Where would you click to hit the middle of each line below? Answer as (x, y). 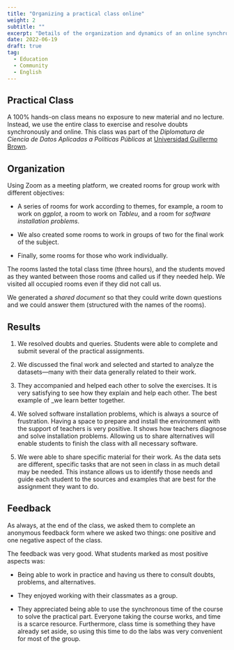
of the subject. (38, 242)
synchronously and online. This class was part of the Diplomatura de (106, 132)
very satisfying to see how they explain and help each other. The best (117, 393)
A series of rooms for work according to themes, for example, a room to (120, 206)
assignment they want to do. (58, 486)
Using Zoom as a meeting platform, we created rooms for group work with (114, 186)
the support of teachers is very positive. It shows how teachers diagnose (122, 428)
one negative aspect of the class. (55, 540)
